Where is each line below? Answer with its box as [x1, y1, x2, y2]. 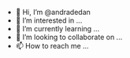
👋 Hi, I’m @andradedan [15, 8, 91, 16]
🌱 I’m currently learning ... [15, 24, 100, 33]
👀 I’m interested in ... [15, 16, 83, 25]
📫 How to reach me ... [15, 42, 89, 50]
